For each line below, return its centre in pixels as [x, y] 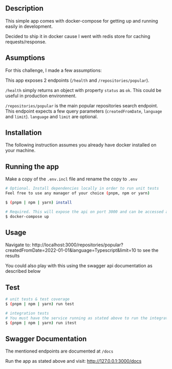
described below [23, 271]
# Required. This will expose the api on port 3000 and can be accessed [84, 212]
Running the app [32, 167]
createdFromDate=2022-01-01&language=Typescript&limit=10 [71, 250]
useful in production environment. [41, 96]
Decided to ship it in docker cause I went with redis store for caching [78, 36]
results [13, 256]
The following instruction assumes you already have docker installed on [81, 145]
